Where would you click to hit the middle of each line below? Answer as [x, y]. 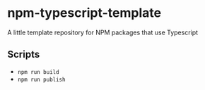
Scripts [24, 54]
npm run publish [41, 79]
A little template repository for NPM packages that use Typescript [103, 32]
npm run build [38, 72]
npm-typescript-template [84, 13]
